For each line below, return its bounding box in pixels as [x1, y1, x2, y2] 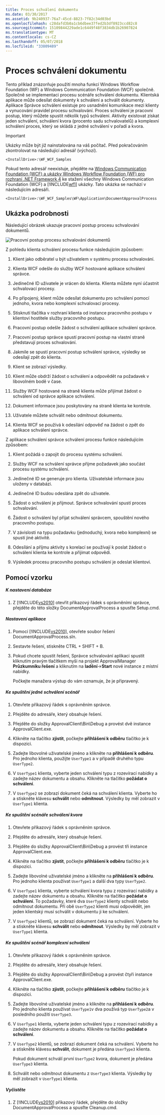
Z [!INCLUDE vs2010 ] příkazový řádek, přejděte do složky [12, 1099, 128, 1105]
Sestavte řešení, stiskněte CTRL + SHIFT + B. [12, 643, 104, 649]
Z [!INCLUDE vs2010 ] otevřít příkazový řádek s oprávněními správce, [12, 599, 151, 605]
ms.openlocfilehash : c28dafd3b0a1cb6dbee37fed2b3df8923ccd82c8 [5, 21, 138, 26]
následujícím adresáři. [5, 186, 50, 192]
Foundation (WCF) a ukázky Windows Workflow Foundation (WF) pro [5, 171, 145, 177]
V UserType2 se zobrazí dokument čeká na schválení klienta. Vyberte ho [12, 790, 157, 796]
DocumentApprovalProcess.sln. [12, 633, 77, 640]
